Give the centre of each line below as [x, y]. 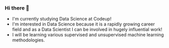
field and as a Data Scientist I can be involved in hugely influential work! [87, 29]
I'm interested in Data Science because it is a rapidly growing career [83, 24]
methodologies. [28, 40]
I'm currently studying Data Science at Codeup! [62, 19]
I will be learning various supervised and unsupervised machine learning [88, 35]
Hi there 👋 [17, 8]
